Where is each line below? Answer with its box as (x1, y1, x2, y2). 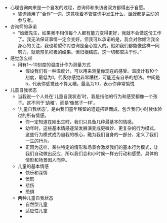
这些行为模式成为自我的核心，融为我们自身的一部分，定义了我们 (25, 132, 158, 137)
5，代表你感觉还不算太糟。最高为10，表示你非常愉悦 (25, 81, 135, 86)
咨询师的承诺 (10, 23, 37, 29)
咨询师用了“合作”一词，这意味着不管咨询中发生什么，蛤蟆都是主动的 (17, 11, 159, 17)
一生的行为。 (25, 138, 52, 144)
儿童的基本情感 (17, 163, 49, 169)
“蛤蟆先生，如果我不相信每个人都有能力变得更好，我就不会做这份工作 (17, 30, 162, 36)
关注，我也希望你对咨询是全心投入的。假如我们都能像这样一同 (31, 43, 160, 48)
